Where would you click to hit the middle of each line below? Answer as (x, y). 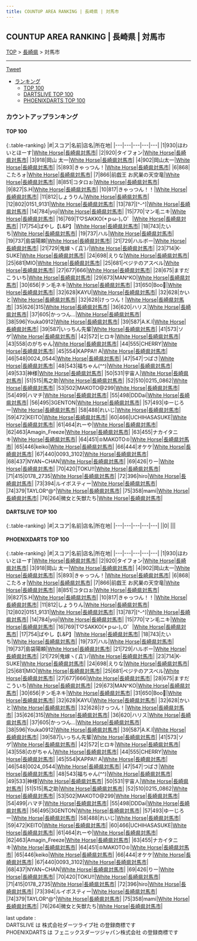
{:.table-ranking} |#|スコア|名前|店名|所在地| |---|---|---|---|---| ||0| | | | (91, 525)
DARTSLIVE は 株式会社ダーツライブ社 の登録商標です (71, 925)
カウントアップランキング (42, 117)
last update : (21, 917)
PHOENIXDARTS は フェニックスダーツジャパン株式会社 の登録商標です (92, 932)
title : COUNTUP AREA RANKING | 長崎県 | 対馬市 (62, 11)
